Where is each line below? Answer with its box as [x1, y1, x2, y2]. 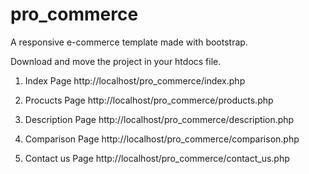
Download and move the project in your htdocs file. [10, 55, 222, 67]
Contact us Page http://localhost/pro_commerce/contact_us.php [24, 152, 290, 164]
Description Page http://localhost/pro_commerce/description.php [24, 113, 295, 125]
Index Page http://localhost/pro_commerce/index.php [24, 74, 246, 87]
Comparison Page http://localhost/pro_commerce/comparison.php [24, 133, 300, 145]
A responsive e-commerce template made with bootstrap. [10, 36, 248, 48]
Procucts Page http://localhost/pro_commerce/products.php [24, 94, 274, 106]
